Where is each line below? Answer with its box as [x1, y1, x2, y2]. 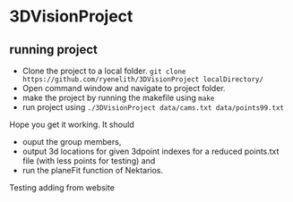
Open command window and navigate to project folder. [22, 83, 226, 93]
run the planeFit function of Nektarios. [22, 165, 164, 175]
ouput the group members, [22, 137, 122, 147]
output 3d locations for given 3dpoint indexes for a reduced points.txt [22, 146, 280, 156]
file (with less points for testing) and [22, 156, 156, 166]
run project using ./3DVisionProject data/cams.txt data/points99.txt [22, 102, 285, 113]
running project [9, 42, 99, 57]
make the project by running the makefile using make [22, 92, 215, 103]
